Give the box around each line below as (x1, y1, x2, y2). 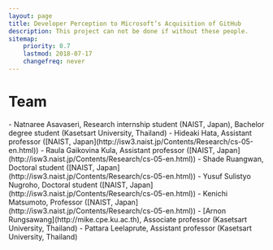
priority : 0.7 (23, 42, 71, 50)
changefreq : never (23, 58, 85, 66)
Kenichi (202, 188, 228, 198)
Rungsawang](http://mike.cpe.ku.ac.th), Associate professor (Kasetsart (8, 214, 248, 224)
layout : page (8, 11, 53, 20)
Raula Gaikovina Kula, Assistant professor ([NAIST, (45, 145, 215, 155)
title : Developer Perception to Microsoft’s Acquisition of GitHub (8, 20, 242, 28)
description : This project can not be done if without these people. (8, 27, 249, 35)
